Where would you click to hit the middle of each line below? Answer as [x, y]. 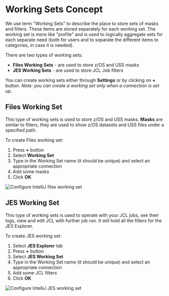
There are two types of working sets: [44, 55]
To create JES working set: [34, 236]
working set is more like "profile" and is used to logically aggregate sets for [84, 34]
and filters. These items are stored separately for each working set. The [80, 29]
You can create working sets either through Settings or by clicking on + [80, 80]
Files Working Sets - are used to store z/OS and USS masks [76, 65]
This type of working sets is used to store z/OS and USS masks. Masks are [84, 119]
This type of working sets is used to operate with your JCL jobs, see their [82, 215]
